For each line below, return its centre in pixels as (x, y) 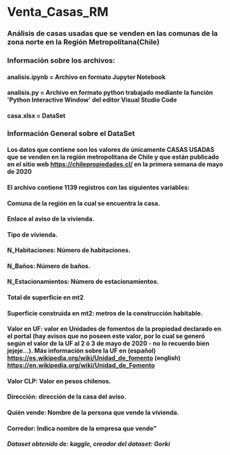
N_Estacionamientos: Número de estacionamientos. (83, 282)
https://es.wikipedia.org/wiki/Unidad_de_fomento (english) (94, 358)
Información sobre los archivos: (61, 60)
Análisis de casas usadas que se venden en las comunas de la (113, 34)
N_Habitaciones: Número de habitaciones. (69, 250)
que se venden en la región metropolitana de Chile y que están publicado (113, 157)
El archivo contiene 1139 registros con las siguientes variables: (99, 187)
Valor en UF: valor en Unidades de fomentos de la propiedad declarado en (114, 329)
